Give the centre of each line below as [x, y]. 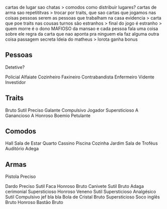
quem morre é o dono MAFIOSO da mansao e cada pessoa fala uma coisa [82, 29]
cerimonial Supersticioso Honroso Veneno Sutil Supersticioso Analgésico [81, 192]
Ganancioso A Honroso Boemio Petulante [48, 116]
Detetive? [15, 67]
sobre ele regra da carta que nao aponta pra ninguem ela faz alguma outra [82, 34]
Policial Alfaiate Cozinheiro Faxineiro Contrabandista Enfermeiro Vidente [80, 77]
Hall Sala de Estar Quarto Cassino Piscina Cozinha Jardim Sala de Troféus [81, 143]
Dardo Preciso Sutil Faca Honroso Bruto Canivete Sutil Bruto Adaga [74, 186]
